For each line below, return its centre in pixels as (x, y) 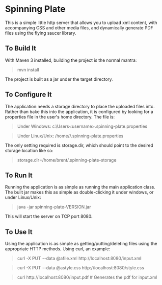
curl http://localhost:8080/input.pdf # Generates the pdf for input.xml (87, 277)
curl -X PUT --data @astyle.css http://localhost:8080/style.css (81, 268)
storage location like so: (29, 150)
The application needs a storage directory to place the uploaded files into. (80, 106)
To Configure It (28, 95)
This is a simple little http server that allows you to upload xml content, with (81, 23)
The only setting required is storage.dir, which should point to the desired (79, 145)
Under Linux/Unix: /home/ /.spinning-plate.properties (70, 136)
